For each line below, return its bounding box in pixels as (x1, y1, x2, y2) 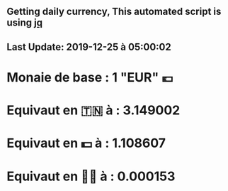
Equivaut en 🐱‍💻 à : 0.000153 (6, 168, 176, 184)
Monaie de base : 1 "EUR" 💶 (6, 69, 173, 85)
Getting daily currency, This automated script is (6, 6, 222, 18)
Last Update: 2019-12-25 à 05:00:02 (6, 40, 171, 53)
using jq (6, 17, 43, 29)
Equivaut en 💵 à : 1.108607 (6, 135, 166, 151)
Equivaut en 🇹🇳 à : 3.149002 (6, 102, 181, 119)
